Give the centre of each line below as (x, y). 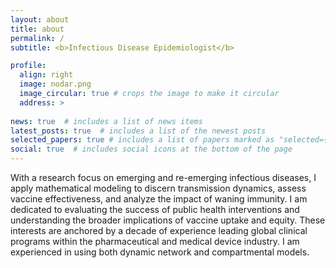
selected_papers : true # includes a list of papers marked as (142, 140)
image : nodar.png (55, 84)
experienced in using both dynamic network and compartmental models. (160, 252)
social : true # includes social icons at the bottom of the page (151, 149)
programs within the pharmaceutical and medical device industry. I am (155, 241)
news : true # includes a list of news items (106, 121)
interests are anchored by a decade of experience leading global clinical (159, 230)
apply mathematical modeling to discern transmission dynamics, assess (158, 188)
